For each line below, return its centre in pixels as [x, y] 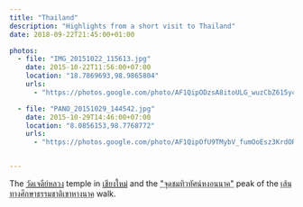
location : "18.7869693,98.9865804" [92, 76]
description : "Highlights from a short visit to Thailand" [123, 26]
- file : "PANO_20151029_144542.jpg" [86, 109]
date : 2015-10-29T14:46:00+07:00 [88, 117]
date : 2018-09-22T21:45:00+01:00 [72, 34]
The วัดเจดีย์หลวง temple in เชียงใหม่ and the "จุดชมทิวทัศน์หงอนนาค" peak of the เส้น [151, 184]
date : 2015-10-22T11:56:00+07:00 [88, 67]
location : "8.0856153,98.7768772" [90, 126]
